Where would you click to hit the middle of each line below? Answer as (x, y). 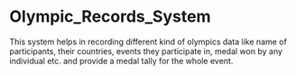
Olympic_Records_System (110, 17)
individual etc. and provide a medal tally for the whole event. (121, 61)
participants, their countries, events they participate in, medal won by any (146, 51)
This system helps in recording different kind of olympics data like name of (148, 42)
